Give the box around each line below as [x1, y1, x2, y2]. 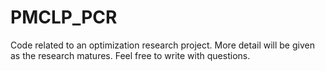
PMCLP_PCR [10, 6, 118, 29]
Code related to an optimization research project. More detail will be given [10, 39, 315, 51]
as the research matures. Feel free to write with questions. [10, 49, 251, 61]
